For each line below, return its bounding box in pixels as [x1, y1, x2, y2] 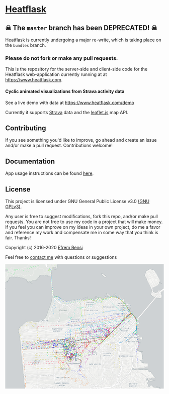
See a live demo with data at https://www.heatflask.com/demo [5, 100, 134, 106]
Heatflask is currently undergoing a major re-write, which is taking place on [5, 37, 161, 43]
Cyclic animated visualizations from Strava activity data [5, 88, 125, 94]
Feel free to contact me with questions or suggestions [5, 254, 117, 260]
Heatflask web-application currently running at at [5, 71, 107, 77]
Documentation [5, 157, 55, 165]
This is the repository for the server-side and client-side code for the [5, 66, 148, 72]
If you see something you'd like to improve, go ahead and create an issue [5, 137, 157, 143]
